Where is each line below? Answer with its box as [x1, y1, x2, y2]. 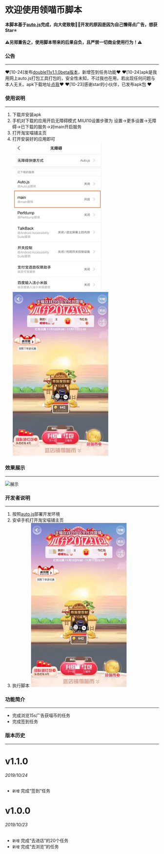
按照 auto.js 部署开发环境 [12, 511, 60, 517]
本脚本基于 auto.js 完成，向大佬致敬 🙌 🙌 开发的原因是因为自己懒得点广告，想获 [5, 21, 158, 27]
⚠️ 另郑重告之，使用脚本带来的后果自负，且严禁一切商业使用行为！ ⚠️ [5, 39, 143, 45]
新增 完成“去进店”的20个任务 [12, 837, 69, 843]
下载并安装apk [12, 111, 41, 117]
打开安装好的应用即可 [12, 136, 55, 142]
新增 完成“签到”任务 [12, 788, 50, 794]
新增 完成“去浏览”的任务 [12, 843, 59, 850]
